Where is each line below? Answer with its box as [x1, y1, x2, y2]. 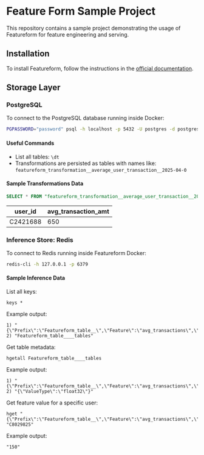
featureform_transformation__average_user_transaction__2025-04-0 [15, 167, 187, 173]
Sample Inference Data [6, 274, 66, 281]
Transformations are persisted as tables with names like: [15, 160, 157, 167]
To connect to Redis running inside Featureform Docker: [6, 249, 147, 256]
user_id [14, 207, 36, 216]
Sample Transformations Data [6, 180, 84, 187]
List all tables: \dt [15, 153, 59, 160]
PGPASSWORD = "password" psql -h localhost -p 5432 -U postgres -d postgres [6, 126, 200, 132]
